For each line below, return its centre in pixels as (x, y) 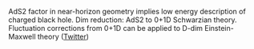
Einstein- (219, 28)
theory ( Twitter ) (63, 36)
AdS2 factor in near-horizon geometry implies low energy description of (127, 11)
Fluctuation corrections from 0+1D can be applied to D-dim (105, 28)
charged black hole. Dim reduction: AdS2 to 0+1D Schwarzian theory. (123, 20)
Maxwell (22, 36)
